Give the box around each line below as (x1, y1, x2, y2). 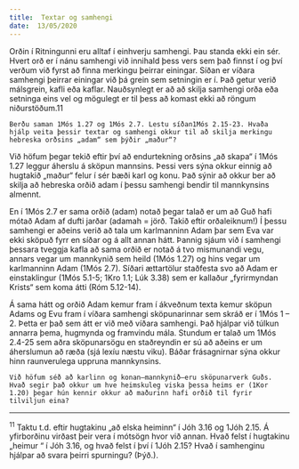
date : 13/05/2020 (9, 21, 77, 30)
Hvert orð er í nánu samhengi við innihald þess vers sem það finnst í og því (9, 55, 283, 66)
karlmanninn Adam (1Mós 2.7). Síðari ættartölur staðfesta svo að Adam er (9, 263, 279, 273)
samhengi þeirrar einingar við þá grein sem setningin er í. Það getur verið (9, 74, 277, 85)
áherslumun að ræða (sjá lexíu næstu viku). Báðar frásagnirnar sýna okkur (9, 346, 280, 357)
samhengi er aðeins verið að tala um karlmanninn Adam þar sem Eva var (9, 224, 274, 236)
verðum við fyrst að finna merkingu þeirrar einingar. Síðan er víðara (9, 64, 255, 76)
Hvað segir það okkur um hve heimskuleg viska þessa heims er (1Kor (9, 380, 269, 390)
